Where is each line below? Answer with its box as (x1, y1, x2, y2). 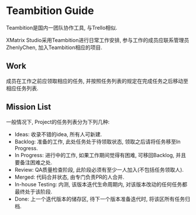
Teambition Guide (6, 4, 94, 18)
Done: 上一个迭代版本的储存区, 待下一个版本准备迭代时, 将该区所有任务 (14, 195, 185, 202)
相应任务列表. (6, 85, 39, 92)
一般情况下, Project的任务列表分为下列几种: (6, 118, 110, 125)
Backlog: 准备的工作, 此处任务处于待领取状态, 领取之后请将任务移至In (14, 138, 181, 145)
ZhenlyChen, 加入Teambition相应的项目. (6, 44, 102, 51)
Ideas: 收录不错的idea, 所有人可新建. (14, 130, 102, 138)
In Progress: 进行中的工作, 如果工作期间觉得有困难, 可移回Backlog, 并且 (14, 151, 186, 158)
